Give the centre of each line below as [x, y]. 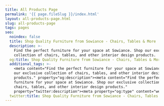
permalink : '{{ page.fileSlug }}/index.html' [52, 14]
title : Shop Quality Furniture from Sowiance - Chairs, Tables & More [83, 42]
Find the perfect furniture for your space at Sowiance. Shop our [83, 50]
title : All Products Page [31, 10]
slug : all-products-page [30, 23]
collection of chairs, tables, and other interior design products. [85, 55]
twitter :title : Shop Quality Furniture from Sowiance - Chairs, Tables [84, 96]
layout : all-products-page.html [38, 19]
